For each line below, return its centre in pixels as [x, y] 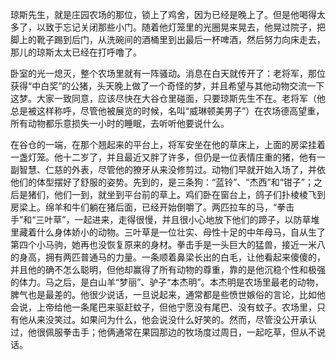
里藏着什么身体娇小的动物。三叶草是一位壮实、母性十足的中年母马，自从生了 [168, 232]
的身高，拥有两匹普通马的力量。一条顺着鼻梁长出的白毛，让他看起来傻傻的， [168, 257]
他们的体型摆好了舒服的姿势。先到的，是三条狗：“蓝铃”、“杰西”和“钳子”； [162, 182]
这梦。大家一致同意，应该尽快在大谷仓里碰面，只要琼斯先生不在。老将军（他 [168, 98]
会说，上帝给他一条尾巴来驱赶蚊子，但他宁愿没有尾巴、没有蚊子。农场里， [163, 307]
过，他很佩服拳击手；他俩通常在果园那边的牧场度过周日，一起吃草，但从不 [163, 332]
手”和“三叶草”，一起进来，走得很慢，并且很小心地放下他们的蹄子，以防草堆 [165, 219]
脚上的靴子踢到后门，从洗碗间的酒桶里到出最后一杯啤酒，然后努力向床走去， [168, 39]
